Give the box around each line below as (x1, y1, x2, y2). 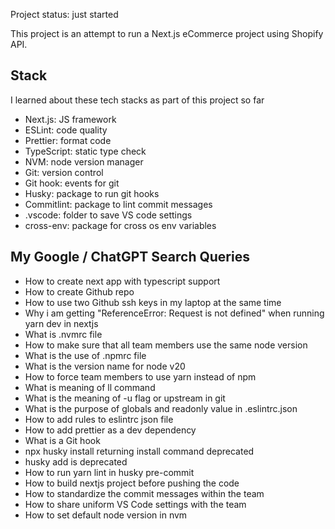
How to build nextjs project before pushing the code (24, 477, 240, 489)
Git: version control (24, 166, 104, 178)
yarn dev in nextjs (24, 317, 99, 329)
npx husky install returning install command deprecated (24, 445, 255, 457)
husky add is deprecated (24, 455, 128, 468)
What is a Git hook (24, 434, 101, 446)
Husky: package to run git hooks (24, 187, 160, 199)
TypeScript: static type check (24, 145, 147, 157)
